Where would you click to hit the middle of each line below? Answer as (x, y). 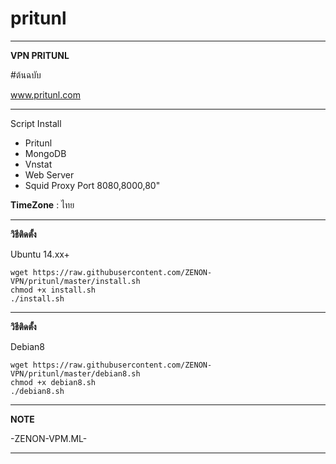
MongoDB (45, 153)
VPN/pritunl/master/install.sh (75, 281)
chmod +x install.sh (53, 290)
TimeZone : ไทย (42, 204)
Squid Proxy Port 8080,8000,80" (92, 185)
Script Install (36, 123)
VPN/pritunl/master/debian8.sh (75, 373)
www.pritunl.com (45, 94)
